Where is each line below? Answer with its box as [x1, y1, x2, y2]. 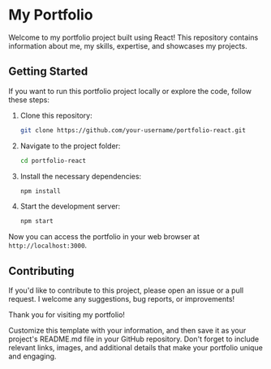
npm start [19, 217, 54, 225]
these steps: [8, 95, 50, 105]
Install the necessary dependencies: [19, 171, 142, 181]
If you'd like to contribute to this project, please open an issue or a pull [8, 285, 244, 295]
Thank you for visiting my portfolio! [8, 310, 126, 320]
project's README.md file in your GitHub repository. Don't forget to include [8, 334, 260, 344]
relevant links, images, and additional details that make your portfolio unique [8, 343, 264, 353]
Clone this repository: [19, 110, 92, 120]
